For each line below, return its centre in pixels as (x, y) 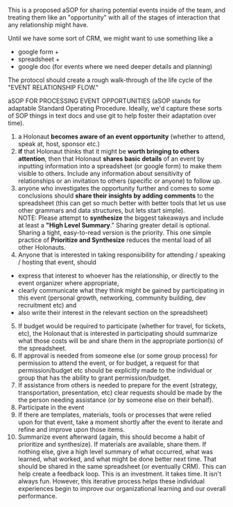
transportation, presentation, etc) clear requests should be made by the (120, 393)
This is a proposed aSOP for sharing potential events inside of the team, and (117, 10)
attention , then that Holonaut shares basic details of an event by (111, 159)
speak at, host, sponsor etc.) (59, 144)
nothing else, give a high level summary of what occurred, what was (115, 452)
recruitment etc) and (47, 305)
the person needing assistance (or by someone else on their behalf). (115, 400)
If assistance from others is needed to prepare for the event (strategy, (118, 385)
